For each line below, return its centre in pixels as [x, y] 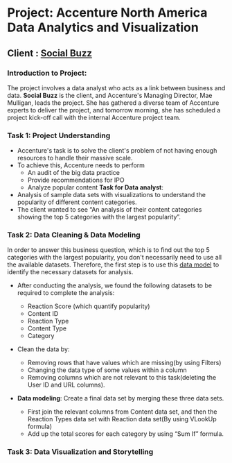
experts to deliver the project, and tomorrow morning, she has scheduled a [114, 110]
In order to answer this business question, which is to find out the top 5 [108, 250]
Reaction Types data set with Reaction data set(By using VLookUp [122, 419]
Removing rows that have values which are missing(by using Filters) [124, 363]
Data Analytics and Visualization [103, 27]
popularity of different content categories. [77, 202]
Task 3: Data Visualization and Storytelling [80, 452]
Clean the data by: [43, 349]
